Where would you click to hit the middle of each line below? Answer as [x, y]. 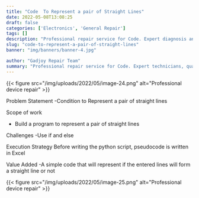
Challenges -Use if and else [40, 135]
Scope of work [24, 112]
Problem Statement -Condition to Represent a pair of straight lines [87, 100]
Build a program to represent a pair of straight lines [77, 124]
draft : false [22, 22]
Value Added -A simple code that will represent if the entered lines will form [98, 164]
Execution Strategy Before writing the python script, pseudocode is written [97, 147]
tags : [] [17, 34]
